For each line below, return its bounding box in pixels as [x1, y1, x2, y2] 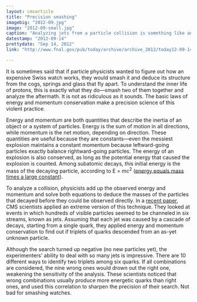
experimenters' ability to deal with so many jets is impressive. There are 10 [6, 252, 186, 259]
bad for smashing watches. [6, 289, 72, 296]
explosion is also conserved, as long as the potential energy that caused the [6, 153, 190, 161]
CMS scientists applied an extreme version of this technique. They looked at [6, 203, 191, 211]
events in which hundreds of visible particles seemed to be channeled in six [6, 210, 189, 217]
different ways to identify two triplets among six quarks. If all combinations [6, 258, 186, 265]
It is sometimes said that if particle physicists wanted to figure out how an [6, 68, 184, 75]
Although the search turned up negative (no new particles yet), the [6, 246, 167, 253]
